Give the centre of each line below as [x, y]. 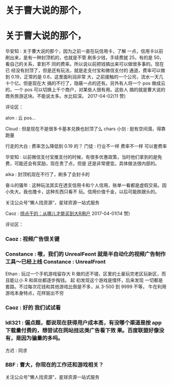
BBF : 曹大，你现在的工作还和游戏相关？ [55, 365]
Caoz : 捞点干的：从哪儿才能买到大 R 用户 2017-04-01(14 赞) [68, 214]
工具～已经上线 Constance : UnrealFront [56, 261]
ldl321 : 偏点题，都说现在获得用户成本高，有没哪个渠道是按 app [83, 323]
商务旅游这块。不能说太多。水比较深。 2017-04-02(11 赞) [65, 96]
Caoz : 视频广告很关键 [33, 239]
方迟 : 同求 [16, 350]
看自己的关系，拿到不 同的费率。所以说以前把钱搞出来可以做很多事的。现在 [85, 64]
